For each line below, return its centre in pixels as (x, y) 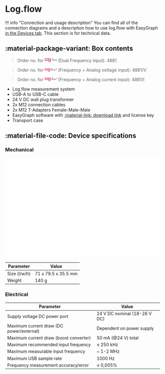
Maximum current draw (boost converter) (49, 338)
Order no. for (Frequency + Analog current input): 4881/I (81, 79)
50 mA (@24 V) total (118, 338)
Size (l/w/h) (19, 273)
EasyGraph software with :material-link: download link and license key (83, 115)
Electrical (17, 294)
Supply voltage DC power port (38, 316)
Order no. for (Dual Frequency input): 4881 (67, 60)
